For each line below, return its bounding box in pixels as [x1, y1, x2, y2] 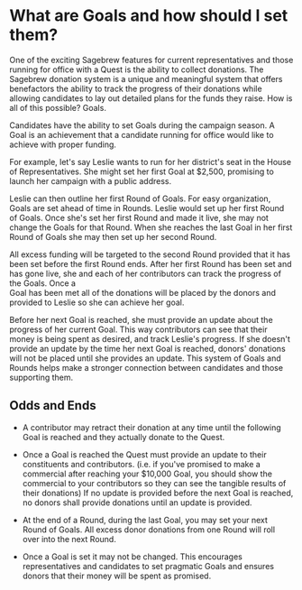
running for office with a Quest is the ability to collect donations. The [9, 64, 264, 75]
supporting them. [9, 372, 74, 383]
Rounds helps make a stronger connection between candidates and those [9, 362, 284, 373]
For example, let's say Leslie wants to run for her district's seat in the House [9, 156, 291, 167]
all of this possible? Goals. [9, 102, 106, 113]
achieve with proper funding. [9, 139, 117, 150]
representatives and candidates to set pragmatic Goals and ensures [22, 560, 275, 571]
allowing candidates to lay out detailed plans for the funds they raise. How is [9, 92, 293, 104]
